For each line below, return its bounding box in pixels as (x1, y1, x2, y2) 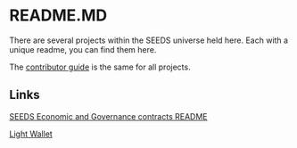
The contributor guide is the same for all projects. (9, 62, 191, 72)
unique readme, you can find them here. (9, 44, 157, 54)
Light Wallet (9, 128, 54, 139)
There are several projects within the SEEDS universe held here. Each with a (9, 35, 288, 45)
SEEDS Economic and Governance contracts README (9, 111, 208, 121)
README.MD (9, 5, 108, 26)
